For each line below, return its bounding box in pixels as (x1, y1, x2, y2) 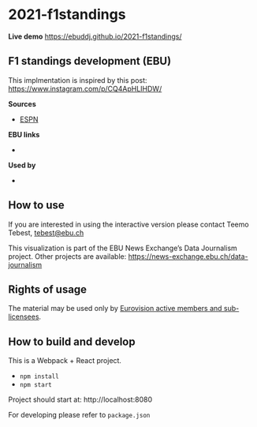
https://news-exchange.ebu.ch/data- (128, 251, 248, 261)
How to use (8, 199, 65, 212)
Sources (8, 99, 37, 108)
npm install (19, 373, 59, 380)
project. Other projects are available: (8, 251, 127, 261)
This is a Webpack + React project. (8, 356, 122, 365)
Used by (8, 160, 36, 170)
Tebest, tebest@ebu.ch (8, 227, 84, 238)
